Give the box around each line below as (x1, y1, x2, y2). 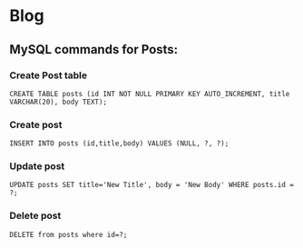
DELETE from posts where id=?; (9, 230, 128, 239)
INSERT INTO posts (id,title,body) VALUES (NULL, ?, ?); (9, 139, 230, 148)
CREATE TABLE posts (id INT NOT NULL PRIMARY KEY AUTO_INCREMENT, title (9, 89, 290, 98)
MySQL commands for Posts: (9, 42, 179, 57)
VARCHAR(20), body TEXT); (9, 97, 107, 106)
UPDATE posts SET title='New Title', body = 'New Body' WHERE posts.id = (9, 181, 295, 190)
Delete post (9, 210, 62, 223)
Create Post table (9, 69, 88, 82)
